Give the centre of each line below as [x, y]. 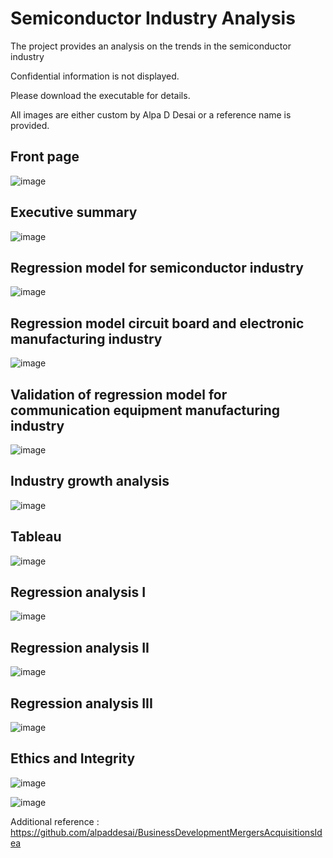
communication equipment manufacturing [145, 410]
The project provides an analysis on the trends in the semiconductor [151, 46]
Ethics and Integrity [73, 758]
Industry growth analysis [90, 481]
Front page [45, 157]
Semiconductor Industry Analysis [153, 18]
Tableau [36, 537]
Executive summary [74, 212]
